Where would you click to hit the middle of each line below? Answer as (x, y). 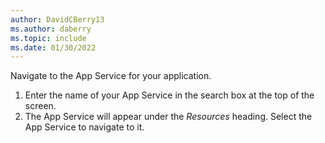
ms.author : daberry (51, 29)
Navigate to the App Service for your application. (111, 76)
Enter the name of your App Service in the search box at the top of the (169, 95)
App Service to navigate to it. (84, 127)
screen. (40, 106)
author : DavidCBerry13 (57, 19)
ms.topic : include (48, 38)
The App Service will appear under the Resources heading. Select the (168, 117)
